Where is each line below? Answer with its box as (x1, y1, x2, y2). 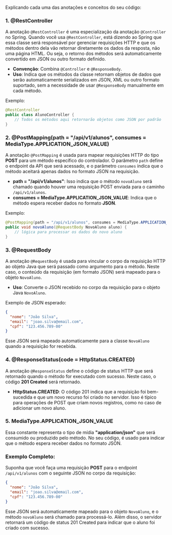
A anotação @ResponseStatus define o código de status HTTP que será (5, 367, 154, 374)
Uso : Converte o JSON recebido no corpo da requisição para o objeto (12, 284, 160, 290)
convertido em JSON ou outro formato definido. (5, 56, 106, 62)
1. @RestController (5, 17, 53, 24)
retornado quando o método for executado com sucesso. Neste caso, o (5, 373, 156, 379)
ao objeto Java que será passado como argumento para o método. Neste (5, 263, 160, 270)
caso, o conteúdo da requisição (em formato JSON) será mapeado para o (5, 269, 161, 275)
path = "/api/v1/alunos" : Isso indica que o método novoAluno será (12, 178, 153, 184)
